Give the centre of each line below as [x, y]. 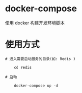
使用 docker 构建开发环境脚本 [35, 23]
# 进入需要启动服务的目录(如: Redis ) [40, 59]
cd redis [23, 67]
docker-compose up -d [36, 86]
